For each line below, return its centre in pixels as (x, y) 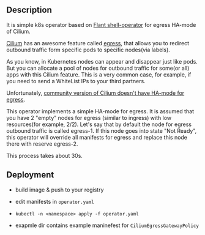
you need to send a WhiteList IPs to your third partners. (76, 81)
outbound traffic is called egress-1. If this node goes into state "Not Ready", (102, 130)
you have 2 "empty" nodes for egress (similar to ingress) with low (89, 117)
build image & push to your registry (59, 190)
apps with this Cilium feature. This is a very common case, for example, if (99, 74)
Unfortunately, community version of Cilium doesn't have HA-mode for (95, 93)
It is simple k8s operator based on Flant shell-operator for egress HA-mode (101, 24)
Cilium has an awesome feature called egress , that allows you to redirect (98, 43)
